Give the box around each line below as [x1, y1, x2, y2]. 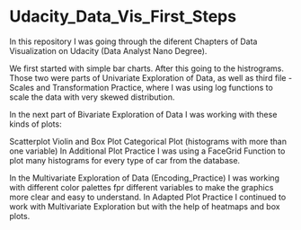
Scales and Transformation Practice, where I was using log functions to [9, 82, 274, 93]
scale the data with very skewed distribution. [9, 92, 175, 102]
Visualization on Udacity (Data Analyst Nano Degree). [9, 45, 208, 56]
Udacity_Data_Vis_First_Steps [9, 6, 236, 27]
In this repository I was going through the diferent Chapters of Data [9, 36, 258, 47]
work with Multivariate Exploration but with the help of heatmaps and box [9, 200, 280, 212]
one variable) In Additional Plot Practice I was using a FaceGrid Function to [9, 146, 286, 156]
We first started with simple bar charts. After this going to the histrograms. [9, 63, 285, 74]
